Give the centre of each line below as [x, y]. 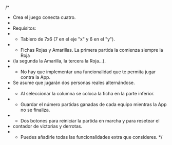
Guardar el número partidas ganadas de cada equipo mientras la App [93, 104]
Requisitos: [25, 28]
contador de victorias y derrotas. [47, 126]
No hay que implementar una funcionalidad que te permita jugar [88, 72]
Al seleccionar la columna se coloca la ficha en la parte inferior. [88, 94]
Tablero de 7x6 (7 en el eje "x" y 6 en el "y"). [68, 39]
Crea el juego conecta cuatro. [44, 17]
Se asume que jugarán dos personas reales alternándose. [74, 82]
